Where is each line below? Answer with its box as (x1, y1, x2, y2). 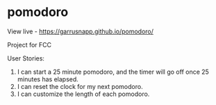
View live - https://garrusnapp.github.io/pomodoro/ (7, 27, 154, 35)
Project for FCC (7, 40, 52, 49)
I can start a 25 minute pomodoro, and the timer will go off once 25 (17, 67, 210, 76)
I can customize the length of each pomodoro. (17, 90, 150, 98)
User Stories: (7, 54, 45, 63)
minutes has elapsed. (17, 74, 78, 83)
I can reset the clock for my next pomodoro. (17, 82, 144, 90)
